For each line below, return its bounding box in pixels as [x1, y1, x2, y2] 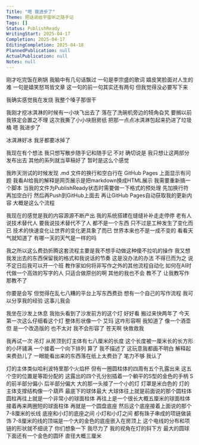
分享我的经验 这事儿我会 [11, 297, 70, 304]
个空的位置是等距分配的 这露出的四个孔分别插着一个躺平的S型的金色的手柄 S [6, 372, 194, 379]
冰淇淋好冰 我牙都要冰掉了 [6, 136, 70, 143]
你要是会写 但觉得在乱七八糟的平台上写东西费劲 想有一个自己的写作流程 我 [6, 289, 188, 296]
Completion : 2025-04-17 [6, 36, 66, 42]
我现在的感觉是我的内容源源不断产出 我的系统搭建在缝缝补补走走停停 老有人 [6, 211, 192, 219]
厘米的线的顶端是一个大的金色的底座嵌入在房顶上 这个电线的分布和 [21, 417, 185, 424]
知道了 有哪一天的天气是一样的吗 [16, 234, 97, 241]
